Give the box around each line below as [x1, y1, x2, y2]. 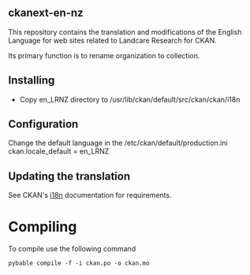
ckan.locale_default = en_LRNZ [8, 147, 110, 156]
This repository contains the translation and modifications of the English [8, 27, 242, 36]
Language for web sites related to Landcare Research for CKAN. [8, 35, 217, 45]
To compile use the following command [8, 244, 136, 254]
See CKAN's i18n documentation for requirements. [8, 191, 172, 200]
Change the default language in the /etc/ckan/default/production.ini [8, 138, 228, 148]
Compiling [8, 218, 77, 236]
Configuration [8, 117, 79, 131]
